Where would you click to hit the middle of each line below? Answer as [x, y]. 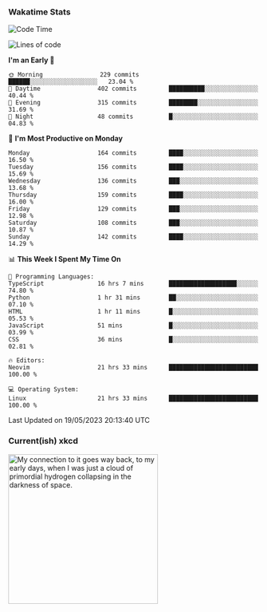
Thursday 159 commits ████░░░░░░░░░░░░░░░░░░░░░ [133, 195]
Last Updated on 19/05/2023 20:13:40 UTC [79, 421]
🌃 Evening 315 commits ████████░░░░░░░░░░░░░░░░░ [133, 103]
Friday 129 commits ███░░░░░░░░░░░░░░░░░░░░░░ [133, 209]
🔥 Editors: [27, 361]
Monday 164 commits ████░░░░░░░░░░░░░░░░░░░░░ [133, 153]
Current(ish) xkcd [43, 441]
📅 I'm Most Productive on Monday [66, 139]
